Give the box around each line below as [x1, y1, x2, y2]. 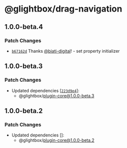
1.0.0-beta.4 [4, 23, 43, 31]
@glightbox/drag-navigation [4, 3, 122, 15]
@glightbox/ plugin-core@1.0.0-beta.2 [18, 137, 95, 143]
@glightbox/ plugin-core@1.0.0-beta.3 [18, 93, 95, 99]
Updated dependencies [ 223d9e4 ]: [11, 88, 79, 93]
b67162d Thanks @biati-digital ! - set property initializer [11, 48, 120, 54]
